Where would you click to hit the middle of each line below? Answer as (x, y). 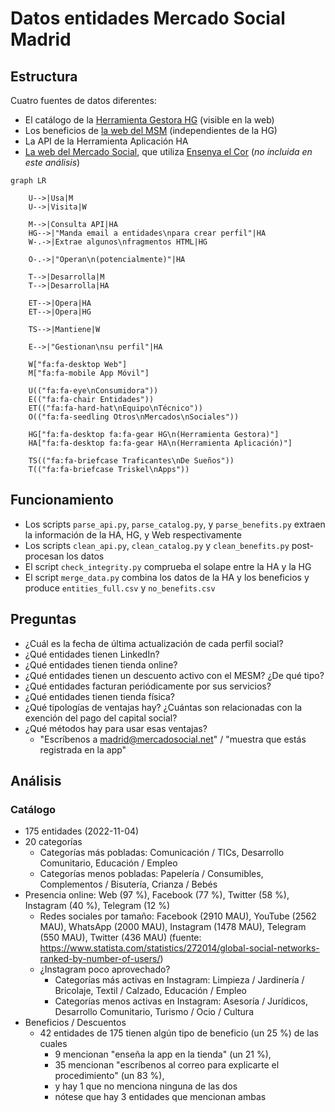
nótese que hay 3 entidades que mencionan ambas (160, 1097)
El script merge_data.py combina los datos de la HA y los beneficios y (167, 577)
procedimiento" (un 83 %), (109, 1076)
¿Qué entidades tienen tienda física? (99, 696)
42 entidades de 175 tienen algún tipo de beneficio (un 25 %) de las (179, 1033)
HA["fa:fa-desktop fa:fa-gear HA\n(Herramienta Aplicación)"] (160, 443)
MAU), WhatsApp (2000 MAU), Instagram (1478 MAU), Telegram (173, 927)
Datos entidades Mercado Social (148, 18)
